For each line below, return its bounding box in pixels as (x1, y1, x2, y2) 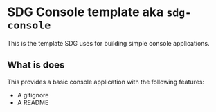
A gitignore (17, 91, 49, 99)
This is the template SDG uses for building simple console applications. (7, 39, 210, 47)
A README (17, 98, 49, 106)
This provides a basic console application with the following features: (7, 77, 205, 86)
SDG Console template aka (7, 4, 164, 20)
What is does (7, 59, 65, 71)
